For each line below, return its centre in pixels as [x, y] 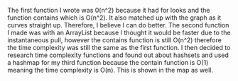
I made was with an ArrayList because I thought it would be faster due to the [119, 32]
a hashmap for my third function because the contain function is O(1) [108, 62]
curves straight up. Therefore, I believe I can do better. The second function [118, 25]
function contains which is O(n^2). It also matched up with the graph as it [114, 18]
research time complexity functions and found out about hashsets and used [118, 55]
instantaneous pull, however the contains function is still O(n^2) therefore [114, 40]
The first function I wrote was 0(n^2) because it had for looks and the [109, 10]
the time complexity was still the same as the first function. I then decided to [119, 48]
